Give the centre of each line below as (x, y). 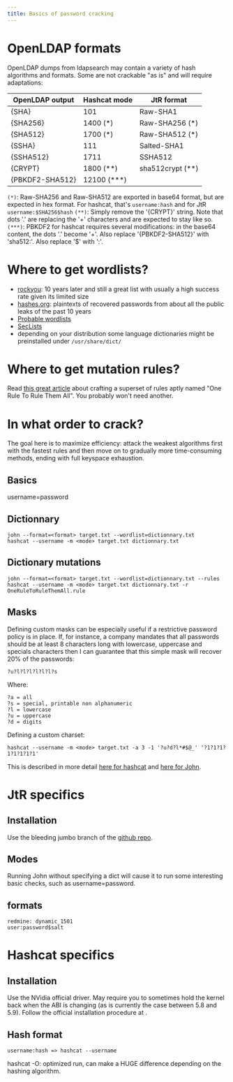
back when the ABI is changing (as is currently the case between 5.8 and (112, 1005)
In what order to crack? (76, 424)
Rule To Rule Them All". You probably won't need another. (90, 396)
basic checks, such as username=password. (72, 884)
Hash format (35, 1035)
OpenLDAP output (44, 100)
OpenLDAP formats (64, 48)
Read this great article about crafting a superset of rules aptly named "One (114, 388)
